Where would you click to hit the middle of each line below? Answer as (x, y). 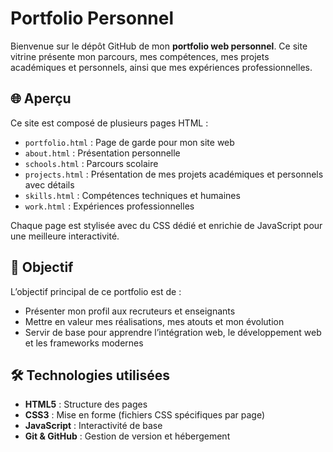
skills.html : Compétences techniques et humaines (132, 195)
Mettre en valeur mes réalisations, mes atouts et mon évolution (154, 321)
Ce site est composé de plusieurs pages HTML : (109, 123)
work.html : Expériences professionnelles (109, 206)
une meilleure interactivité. (65, 236)
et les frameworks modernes (84, 343)
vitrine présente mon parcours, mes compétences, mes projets (140, 56)
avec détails (49, 184)
